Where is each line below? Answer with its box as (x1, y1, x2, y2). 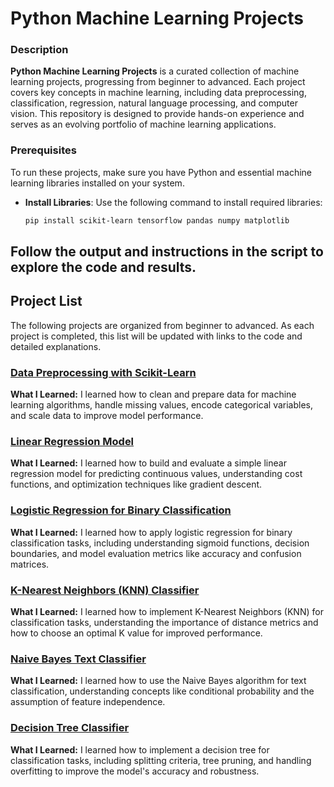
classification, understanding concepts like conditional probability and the (10, 685, 315, 697)
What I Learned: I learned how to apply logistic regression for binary (10, 526, 293, 538)
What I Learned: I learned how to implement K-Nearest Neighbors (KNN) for (10, 606, 324, 618)
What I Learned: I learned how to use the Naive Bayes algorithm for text (10, 675, 307, 687)
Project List (10, 293, 83, 310)
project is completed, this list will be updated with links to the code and (10, 330, 303, 342)
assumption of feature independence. (10, 696, 166, 708)
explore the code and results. (10, 259, 197, 276)
